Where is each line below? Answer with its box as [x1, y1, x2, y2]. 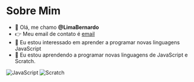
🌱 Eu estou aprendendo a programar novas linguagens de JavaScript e [14, 51, 188, 58]
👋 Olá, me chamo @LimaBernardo [14, 24, 99, 31]
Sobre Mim [6, 4, 61, 18]
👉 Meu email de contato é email [14, 30, 95, 37]
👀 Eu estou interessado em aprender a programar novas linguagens [14, 38, 180, 45]
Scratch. [14, 57, 36, 64]
